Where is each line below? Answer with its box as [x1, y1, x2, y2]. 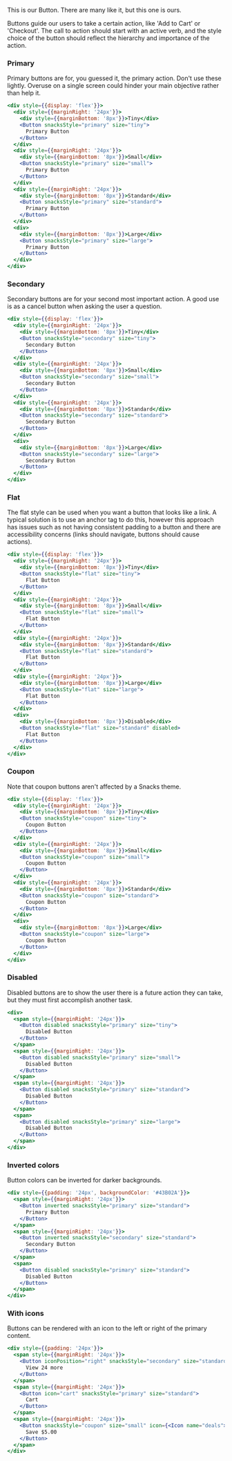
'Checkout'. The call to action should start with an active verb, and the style [7, 27, 222, 35]
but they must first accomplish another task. [7, 995, 133, 1004]
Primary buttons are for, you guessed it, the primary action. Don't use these [7, 74, 222, 82]
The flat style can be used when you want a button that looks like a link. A [7, 508, 217, 517]
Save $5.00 [25, 1429, 57, 1435]
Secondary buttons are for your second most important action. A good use [7, 295, 220, 303]
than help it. [7, 89, 41, 97]
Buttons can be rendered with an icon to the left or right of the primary [7, 1324, 207, 1332]
